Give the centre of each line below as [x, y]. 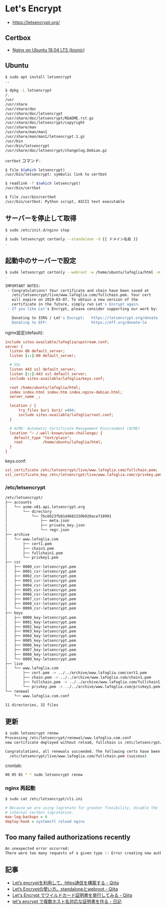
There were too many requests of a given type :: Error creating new [78, 853]
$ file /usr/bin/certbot [31, 197]
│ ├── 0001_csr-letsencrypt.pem [41, 572]
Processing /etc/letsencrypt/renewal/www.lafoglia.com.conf [68, 738]
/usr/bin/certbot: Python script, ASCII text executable [65, 201]
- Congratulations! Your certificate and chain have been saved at [78, 291]
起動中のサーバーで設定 [41, 261]
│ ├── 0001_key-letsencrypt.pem [41, 622]
